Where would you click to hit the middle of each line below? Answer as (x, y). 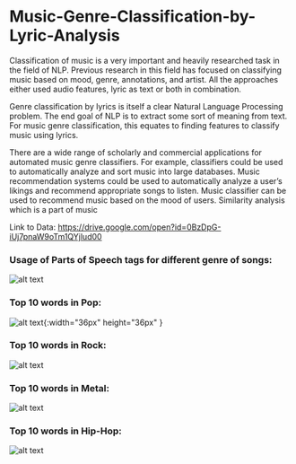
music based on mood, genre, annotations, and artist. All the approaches (144, 79)
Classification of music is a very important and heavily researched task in (144, 60)
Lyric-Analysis (65, 35)
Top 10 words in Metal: (60, 388)
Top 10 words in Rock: (58, 346)
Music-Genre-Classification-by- (132, 17)
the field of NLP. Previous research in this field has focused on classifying (146, 70)
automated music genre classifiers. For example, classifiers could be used (146, 162)
